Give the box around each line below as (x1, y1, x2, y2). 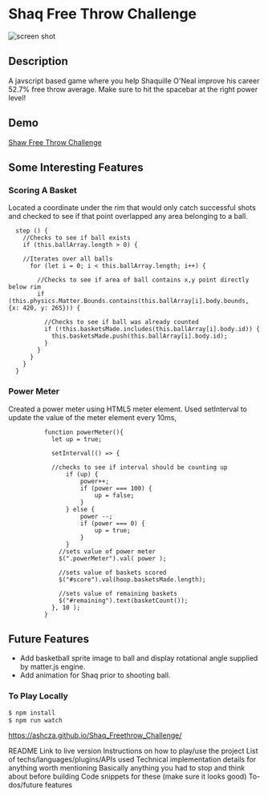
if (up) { (65, 470, 99, 478)
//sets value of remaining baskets (59, 589, 178, 597)
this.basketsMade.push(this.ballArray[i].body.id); (51, 332, 228, 341)
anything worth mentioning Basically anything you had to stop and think (8, 763, 246, 773)
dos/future (8, 780, 43, 790)
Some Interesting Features (8, 160, 144, 174)
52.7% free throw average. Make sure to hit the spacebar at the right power (8, 84, 258, 94)
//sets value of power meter (59, 547, 156, 556)
